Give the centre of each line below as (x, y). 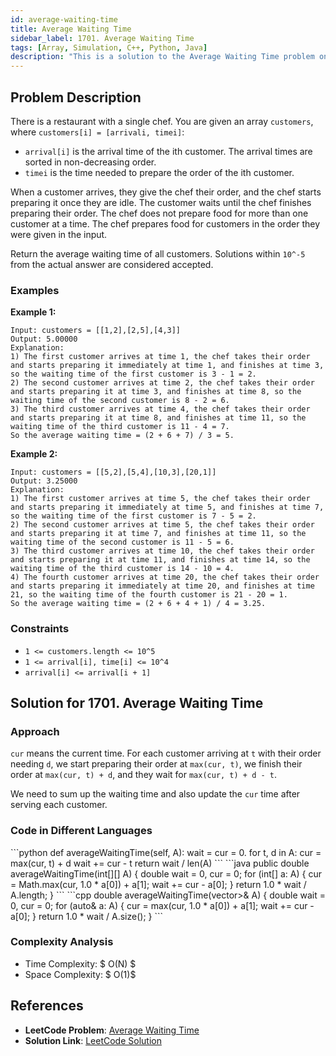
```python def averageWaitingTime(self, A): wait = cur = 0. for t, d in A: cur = (166, 852)
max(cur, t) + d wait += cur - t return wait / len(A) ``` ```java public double (160, 863)
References (47, 1006)
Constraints (40, 629)
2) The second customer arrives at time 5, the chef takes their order (162, 525)
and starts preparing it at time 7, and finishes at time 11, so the (158, 534)
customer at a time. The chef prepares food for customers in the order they (165, 223)
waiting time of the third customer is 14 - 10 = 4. (122, 569)
